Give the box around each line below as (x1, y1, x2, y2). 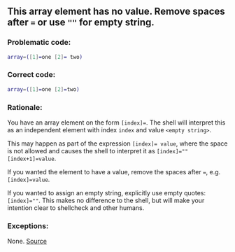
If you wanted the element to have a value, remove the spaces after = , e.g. (7, 168, 221, 176)
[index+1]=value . (7, 154, 57, 163)
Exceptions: (7, 220, 49, 230)
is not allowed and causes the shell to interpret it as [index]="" (7, 147, 189, 155)
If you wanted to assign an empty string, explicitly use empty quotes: (7, 189, 206, 197)
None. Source (7, 237, 48, 246)
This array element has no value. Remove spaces (7, 6, 225, 17)
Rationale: (7, 102, 43, 112)
